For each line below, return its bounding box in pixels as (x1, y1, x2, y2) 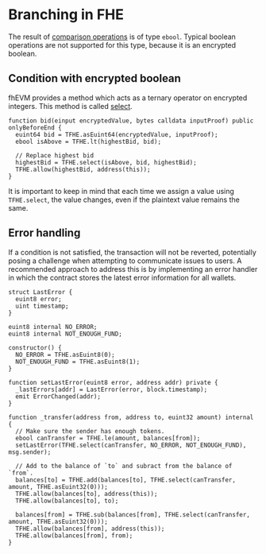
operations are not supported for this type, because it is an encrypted (8, 40, 237, 49)
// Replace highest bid (15, 151, 94, 160)
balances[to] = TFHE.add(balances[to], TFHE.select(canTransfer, (15, 475, 237, 484)
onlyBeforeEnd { (8, 123, 62, 132)
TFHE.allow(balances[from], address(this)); (15, 525, 165, 533)
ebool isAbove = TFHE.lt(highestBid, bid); (15, 138, 161, 145)
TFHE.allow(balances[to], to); (15, 497, 119, 505)
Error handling (8, 227, 81, 240)
